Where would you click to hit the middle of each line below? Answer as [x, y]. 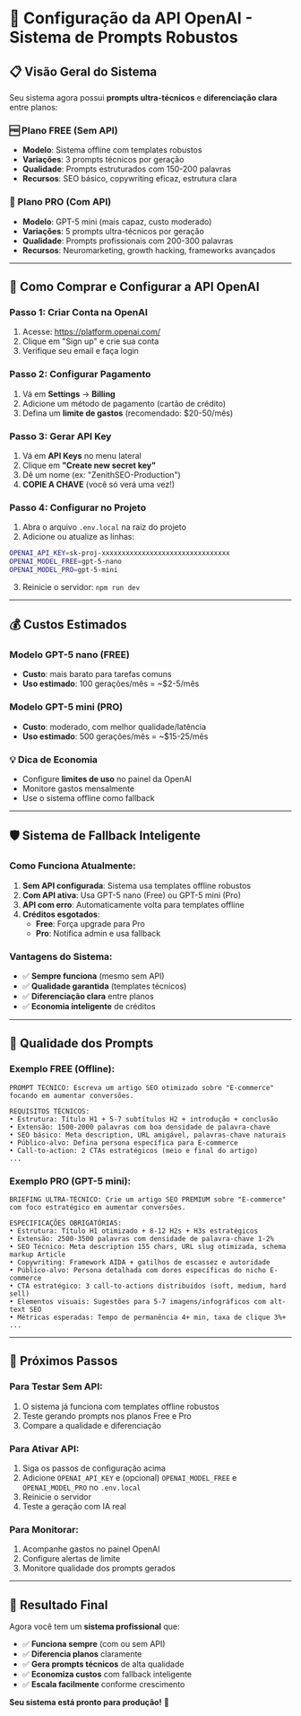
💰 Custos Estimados [68, 625]
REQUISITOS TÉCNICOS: [50, 1111]
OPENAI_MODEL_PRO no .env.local [82, 1487]
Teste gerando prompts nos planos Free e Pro [107, 1416]
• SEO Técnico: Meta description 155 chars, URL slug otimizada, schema [148, 1247]
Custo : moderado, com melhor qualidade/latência [114, 726]
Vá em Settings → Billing [69, 393]
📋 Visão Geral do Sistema [83, 71]
